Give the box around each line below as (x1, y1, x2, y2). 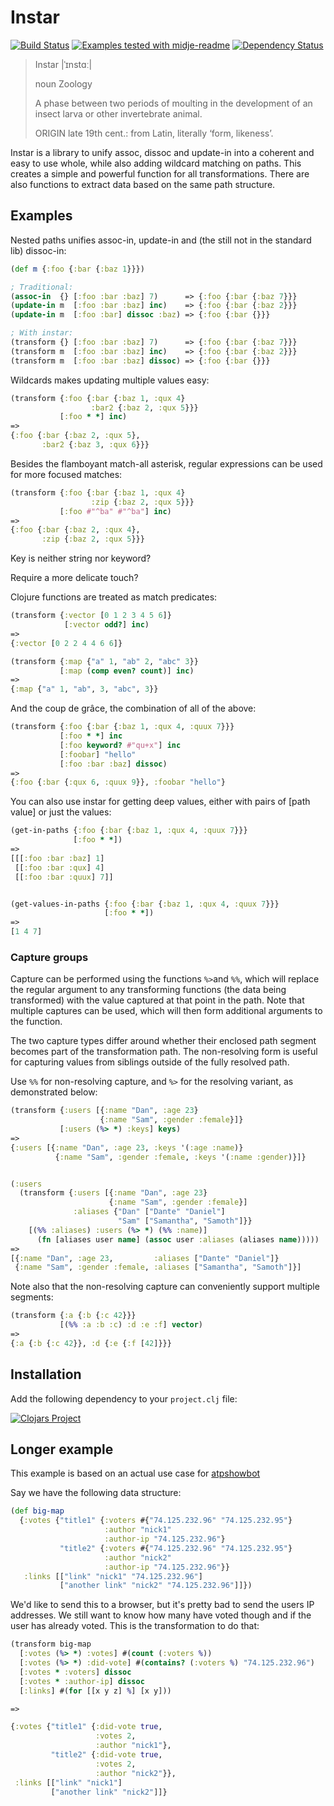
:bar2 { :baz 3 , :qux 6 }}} (41, 440, 150, 450)
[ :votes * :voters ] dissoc (19, 1667, 132, 1677)
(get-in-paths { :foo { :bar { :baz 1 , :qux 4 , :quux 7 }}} (10, 826, 248, 836)
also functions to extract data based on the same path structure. (10, 178, 276, 190)
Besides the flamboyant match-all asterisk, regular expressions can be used (10, 457, 323, 470)
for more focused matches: (10, 468, 123, 480)
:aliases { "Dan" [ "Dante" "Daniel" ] (73, 1207, 226, 1217)
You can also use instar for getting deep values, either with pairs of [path (10, 796, 311, 808)
